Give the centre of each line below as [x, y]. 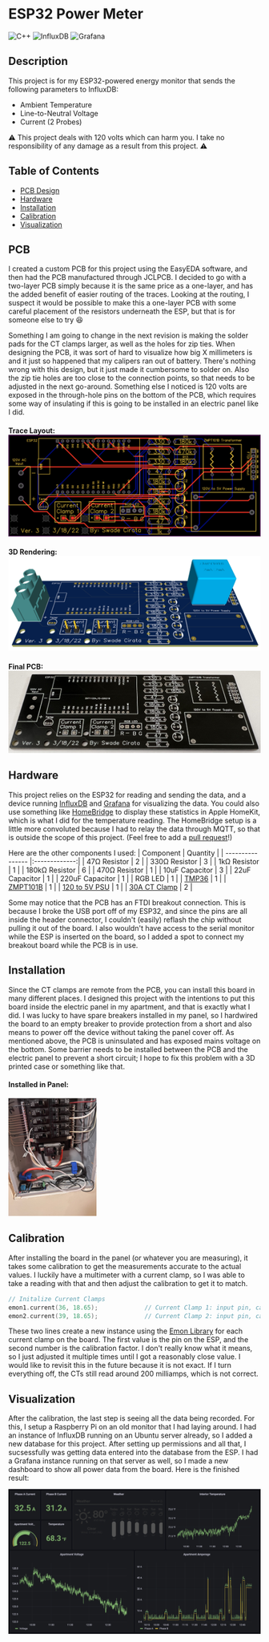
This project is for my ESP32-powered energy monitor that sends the [122, 80]
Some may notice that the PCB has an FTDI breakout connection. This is [127, 902]
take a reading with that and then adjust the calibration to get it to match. [128, 1283]
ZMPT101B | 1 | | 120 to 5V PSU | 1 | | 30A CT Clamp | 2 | [100, 887]
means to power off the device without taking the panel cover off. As [121, 1032]
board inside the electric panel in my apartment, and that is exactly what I [129, 1006]
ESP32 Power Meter [76, 14]
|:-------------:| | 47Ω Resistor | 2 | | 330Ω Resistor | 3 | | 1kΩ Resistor [145, 861]
